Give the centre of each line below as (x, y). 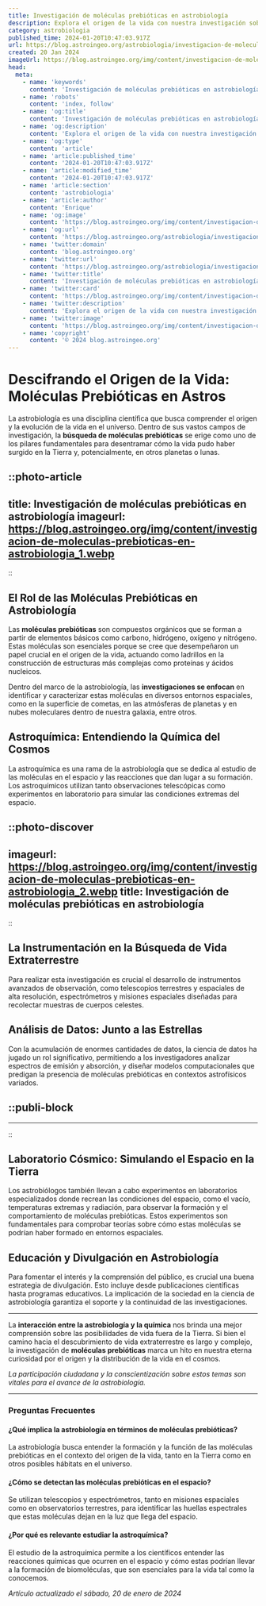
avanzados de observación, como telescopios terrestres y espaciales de (127, 988)
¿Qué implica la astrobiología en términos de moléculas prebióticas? (123, 1429)
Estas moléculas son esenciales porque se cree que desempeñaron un (123, 646)
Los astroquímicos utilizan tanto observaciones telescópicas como (117, 785)
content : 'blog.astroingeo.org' (82, 252)
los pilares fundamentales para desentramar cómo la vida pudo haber (122, 444)
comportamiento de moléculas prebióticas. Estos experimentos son (118, 1216)
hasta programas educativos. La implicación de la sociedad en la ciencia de (131, 1294)
